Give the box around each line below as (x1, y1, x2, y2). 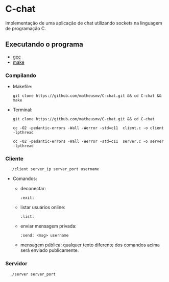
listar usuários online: (20, 204, 65, 211)
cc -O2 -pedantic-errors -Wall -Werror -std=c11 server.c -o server (12, 139, 164, 144)
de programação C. (5, 25, 46, 31)
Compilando (5, 72, 37, 79)
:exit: (20, 195, 35, 200)
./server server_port (10, 271, 56, 277)
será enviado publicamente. (20, 247, 79, 253)
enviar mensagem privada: (20, 223, 77, 229)
